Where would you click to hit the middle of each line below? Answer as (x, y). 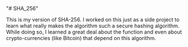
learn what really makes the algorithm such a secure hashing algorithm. (93, 26)
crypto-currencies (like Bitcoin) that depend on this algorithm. (81, 38)
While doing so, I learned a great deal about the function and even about (94, 32)
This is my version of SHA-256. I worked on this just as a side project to (93, 19)
